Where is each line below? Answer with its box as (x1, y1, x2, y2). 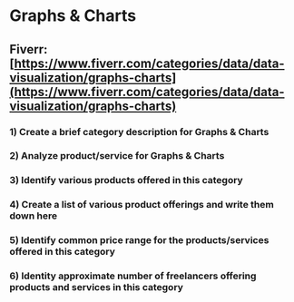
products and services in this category (9, 281, 184, 294)
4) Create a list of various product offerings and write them (9, 199, 274, 211)
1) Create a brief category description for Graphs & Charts (9, 125, 269, 138)
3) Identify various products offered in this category (9, 174, 243, 187)
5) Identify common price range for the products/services (9, 234, 269, 247)
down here (9, 209, 58, 222)
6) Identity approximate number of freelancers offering (9, 269, 257, 282)
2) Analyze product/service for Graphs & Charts (9, 150, 225, 162)
